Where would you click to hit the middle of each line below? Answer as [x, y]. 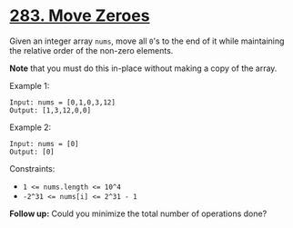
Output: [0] [32, 152]
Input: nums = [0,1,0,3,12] [63, 102]
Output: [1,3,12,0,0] [51, 110]
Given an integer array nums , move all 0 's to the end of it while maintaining [147, 41]
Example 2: [30, 127]
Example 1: [30, 85]
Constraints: [32, 168]
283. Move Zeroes [80, 16]
